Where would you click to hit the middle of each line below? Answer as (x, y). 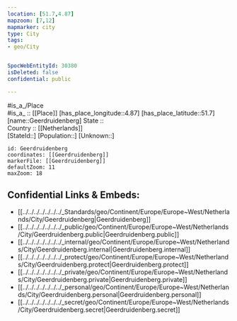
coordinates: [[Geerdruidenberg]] (58, 154)
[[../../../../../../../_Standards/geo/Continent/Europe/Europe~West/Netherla (123, 212)
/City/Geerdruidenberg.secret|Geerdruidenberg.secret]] (99, 310)
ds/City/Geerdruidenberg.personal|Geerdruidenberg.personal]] (109, 295)
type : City (23, 34)
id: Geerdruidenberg (38, 148)
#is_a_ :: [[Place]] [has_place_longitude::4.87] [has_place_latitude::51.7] (111, 113)
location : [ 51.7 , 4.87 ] (41, 14)
